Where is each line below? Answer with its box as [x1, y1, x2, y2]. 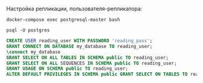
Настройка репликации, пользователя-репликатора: [6, 5, 143, 12]
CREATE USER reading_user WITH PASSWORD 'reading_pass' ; [6, 38, 153, 44]
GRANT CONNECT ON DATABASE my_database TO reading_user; [6, 43, 153, 49]
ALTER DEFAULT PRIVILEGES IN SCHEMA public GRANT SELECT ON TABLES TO [6, 72, 188, 78]
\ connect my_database [6, 49, 61, 55]
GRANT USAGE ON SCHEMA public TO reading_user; [6, 66, 129, 72]
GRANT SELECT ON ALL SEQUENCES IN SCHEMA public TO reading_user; [6, 60, 177, 66]
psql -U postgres [6, 27, 50, 33]
